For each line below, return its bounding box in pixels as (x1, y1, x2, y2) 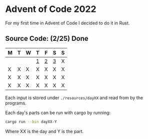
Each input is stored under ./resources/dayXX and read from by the (5, 95, 143, 101)
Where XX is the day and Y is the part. (5, 128, 84, 134)
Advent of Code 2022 (5, 3, 96, 15)
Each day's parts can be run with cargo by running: (5, 110, 111, 116)
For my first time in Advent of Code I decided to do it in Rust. (5, 20, 130, 26)
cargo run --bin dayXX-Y (5, 119, 57, 124)
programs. (5, 100, 26, 106)
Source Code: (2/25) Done (5, 34, 88, 43)
